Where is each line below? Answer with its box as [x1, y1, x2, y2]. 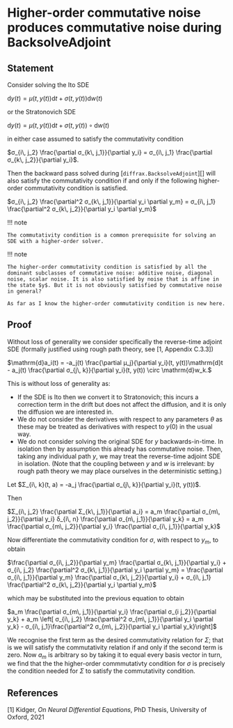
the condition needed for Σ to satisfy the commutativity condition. [7, 667, 196, 675]
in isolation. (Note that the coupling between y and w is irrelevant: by [17, 459, 214, 467]
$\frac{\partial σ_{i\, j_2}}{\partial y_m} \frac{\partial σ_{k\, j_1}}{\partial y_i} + [7, 558, 227, 566]
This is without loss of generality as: [7, 379, 111, 387]
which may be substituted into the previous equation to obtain [7, 594, 184, 602]
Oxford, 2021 [7, 713, 45, 722]
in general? [7, 288, 42, 295]
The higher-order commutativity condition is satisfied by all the [7, 263, 207, 270]
